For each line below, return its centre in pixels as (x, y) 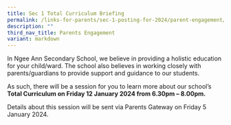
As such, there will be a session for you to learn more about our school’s (109, 87)
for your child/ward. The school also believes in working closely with (104, 66)
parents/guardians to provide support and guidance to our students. (103, 73)
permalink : (23, 20)
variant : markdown (33, 39)
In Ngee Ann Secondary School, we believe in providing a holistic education (114, 58)
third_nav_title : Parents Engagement (61, 33)
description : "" (30, 26)
